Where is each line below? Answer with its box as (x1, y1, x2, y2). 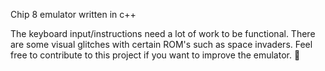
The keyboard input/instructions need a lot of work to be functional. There (10, 28, 316, 39)
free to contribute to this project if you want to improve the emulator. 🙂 (10, 49, 301, 61)
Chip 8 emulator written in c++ (10, 9, 137, 20)
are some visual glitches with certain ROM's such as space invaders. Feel (10, 39, 313, 50)
